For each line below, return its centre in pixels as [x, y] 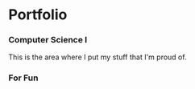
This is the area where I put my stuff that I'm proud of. [97, 57]
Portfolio [38, 15]
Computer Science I [48, 40]
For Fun [23, 78]
